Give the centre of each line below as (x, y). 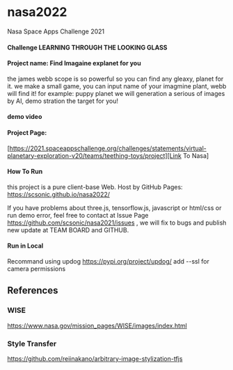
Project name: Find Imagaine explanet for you (74, 63)
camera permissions (37, 268)
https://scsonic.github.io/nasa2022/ (58, 194)
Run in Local (25, 246)
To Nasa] (196, 155)
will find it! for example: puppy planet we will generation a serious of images (116, 93)
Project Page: (27, 132)
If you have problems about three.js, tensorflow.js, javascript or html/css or (114, 208)
